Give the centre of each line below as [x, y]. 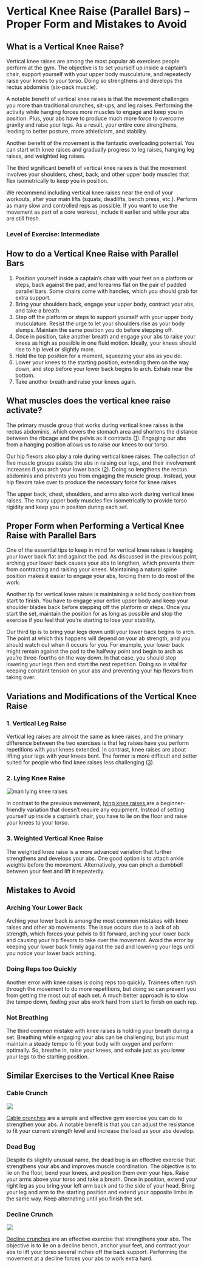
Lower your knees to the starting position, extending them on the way [102, 362]
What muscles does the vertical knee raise [89, 401]
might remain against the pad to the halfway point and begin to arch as [95, 651]
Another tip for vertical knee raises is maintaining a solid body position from [101, 594]
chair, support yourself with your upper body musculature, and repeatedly [99, 74]
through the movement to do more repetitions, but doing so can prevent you [101, 988]
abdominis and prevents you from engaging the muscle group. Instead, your [101, 476]
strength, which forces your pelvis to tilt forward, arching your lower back [98, 934]
